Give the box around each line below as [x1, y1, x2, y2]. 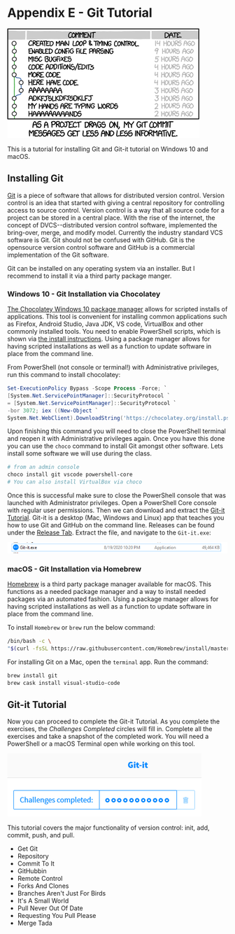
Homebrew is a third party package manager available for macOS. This [7, 580, 212, 588]
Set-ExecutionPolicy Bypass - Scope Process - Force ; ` [7, 385, 168, 392]
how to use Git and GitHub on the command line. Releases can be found [7, 521, 215, 530]
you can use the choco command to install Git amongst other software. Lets [7, 442, 224, 451]
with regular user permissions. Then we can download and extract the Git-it [7, 506, 225, 515]
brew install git [7, 672, 58, 679]
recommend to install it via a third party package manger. [7, 271, 172, 280]
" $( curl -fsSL [7, 645, 49, 652]
